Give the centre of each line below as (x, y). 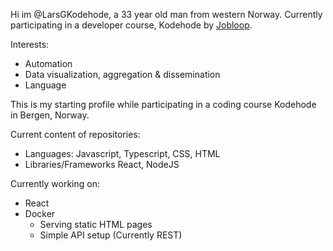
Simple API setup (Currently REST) (111, 235)
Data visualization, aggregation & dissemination (122, 74)
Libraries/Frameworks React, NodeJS (102, 164)
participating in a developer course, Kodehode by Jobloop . (131, 25)
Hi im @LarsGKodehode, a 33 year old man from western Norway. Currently (166, 14)
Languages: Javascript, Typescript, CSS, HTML (122, 153)
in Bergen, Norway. (50, 115)
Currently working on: (55, 183)
